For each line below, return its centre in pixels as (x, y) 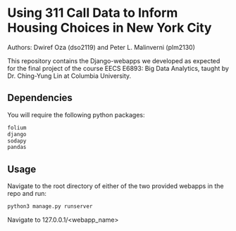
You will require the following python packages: (76, 114)
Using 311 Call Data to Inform (93, 13)
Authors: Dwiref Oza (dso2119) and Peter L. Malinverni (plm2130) (101, 47)
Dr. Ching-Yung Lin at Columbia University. (69, 76)
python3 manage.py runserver (50, 206)
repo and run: (27, 194)
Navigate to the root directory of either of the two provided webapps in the (116, 186)
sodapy (17, 141)
